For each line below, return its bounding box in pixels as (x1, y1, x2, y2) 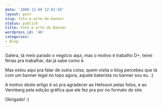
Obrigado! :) (5, 96, 29, 102)
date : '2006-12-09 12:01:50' (5, 7, 64, 12)
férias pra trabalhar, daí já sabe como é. (5, 57, 85, 64)
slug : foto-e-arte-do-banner (5, 16, 64, 21)
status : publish (5, 21, 38, 26)
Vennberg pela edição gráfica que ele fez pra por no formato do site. (5, 86, 143, 93)
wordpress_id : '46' (5, 30, 45, 35)
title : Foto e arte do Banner (5, 25, 67, 30)
